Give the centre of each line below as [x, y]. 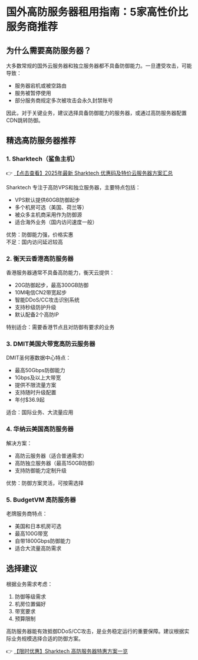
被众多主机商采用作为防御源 [48, 214]
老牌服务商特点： [27, 513]
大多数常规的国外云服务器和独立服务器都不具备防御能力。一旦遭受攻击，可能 [99, 66]
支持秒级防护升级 [35, 307]
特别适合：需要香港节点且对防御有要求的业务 [60, 327]
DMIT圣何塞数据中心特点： [39, 358]
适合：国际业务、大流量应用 [40, 412]
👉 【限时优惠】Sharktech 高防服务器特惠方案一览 [67, 651]
